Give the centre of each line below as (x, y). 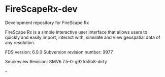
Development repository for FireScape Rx (47, 23)
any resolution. (20, 42)
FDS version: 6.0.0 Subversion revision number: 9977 (59, 52)
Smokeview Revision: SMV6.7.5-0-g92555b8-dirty (56, 61)
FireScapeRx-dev (41, 9)
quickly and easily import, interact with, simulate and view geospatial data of (83, 37)
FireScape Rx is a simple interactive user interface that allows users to (76, 32)
